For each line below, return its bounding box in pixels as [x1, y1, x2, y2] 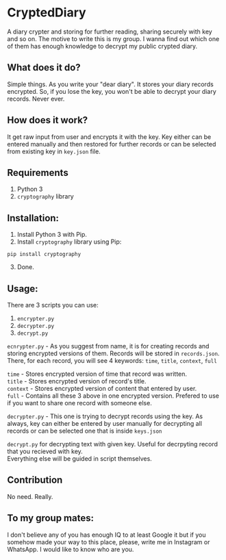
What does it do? [7, 62, 81, 73]
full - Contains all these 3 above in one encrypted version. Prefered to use [7, 392, 219, 400]
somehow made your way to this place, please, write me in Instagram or [7, 537, 210, 546]
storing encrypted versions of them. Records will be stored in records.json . [7, 349, 220, 357]
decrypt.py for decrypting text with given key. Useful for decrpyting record [7, 440, 218, 448]
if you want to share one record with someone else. [7, 399, 152, 407]
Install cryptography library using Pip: [16, 238, 122, 246]
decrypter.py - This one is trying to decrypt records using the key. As [7, 412, 203, 420]
